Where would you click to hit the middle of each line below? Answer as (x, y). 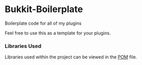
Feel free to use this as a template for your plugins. (58, 33)
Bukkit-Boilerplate (44, 9)
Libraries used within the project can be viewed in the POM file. (71, 57)
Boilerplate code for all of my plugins (43, 23)
